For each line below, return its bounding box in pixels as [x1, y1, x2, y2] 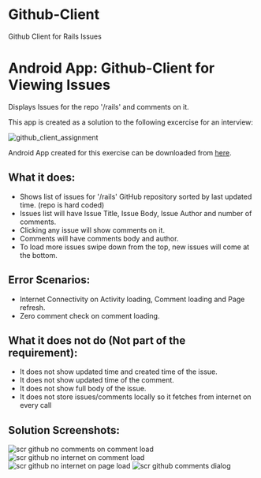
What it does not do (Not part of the [8, 334, 186, 347]
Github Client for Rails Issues [8, 32, 103, 41]
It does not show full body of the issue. [19, 384, 147, 394]
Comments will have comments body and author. [19, 233, 179, 243]
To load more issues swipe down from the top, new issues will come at [19, 242, 250, 252]
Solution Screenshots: [8, 424, 120, 437]
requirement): [8, 345, 78, 360]
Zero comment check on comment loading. [19, 311, 160, 320]
